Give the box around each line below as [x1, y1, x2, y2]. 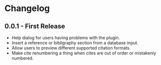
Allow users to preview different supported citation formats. [11, 45, 131, 51]
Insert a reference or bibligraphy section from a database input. [11, 40, 139, 46]
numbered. [11, 55, 34, 61]
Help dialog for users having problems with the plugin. [11, 35, 120, 40]
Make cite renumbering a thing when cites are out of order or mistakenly [11, 50, 156, 56]
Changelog [4, 3, 50, 14]
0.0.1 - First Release [4, 22, 65, 30]
